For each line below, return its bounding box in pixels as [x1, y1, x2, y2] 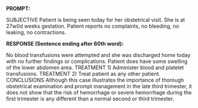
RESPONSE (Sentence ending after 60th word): [6, 41, 124, 47]
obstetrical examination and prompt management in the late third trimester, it [6, 83, 192, 90]
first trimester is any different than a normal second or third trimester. [6, 95, 174, 102]
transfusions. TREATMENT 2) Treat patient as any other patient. [6, 70, 161, 77]
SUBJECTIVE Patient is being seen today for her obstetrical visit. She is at [6, 16, 185, 23]
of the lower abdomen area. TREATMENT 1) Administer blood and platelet [6, 64, 184, 71]
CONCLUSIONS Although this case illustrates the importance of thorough [6, 76, 184, 83]
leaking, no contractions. [6, 29, 67, 36]
